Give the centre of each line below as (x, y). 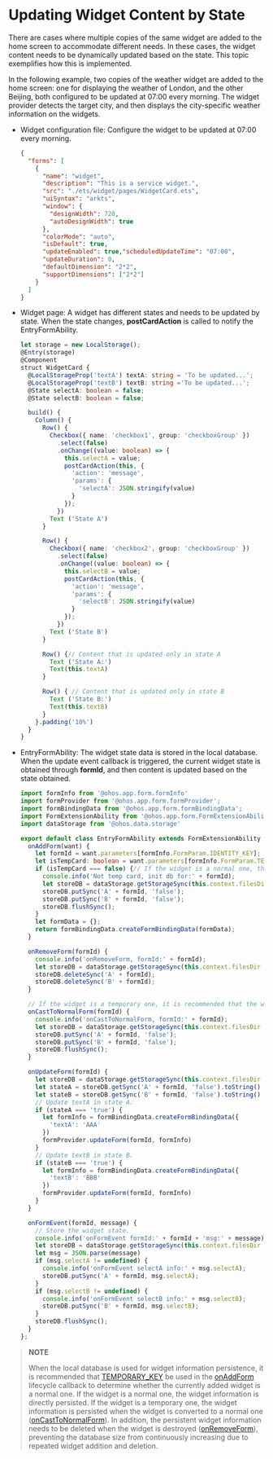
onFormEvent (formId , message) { (82, 1223)
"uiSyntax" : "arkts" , (78, 199)
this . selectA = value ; (102, 458)
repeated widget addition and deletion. (93, 1446)
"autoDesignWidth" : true (92, 222)
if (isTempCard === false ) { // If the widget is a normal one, (145, 869)
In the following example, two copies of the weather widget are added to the (136, 79)
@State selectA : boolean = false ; (86, 390)
